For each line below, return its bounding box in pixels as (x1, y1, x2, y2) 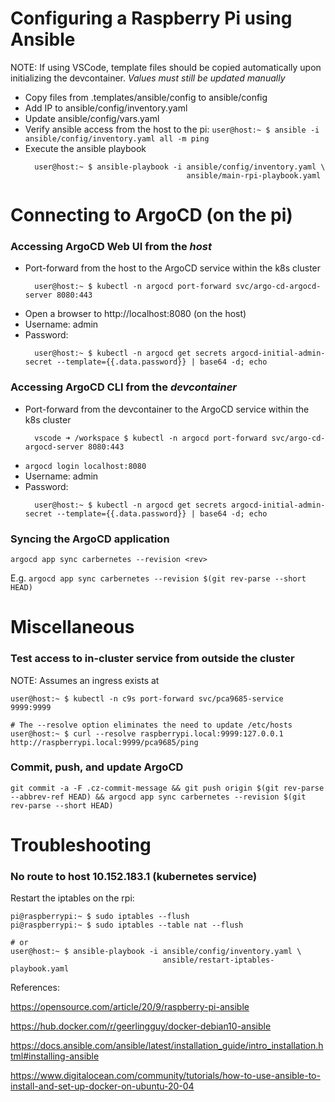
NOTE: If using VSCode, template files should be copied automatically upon (10, 61, 322, 73)
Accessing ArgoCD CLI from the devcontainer (10, 380, 238, 394)
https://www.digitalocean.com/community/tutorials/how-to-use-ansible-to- (10, 1070, 321, 1082)
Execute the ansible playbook (24, 142, 147, 154)
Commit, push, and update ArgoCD (10, 760, 184, 774)
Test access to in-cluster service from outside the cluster (10, 652, 295, 666)
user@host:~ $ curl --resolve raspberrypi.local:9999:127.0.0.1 (10, 728, 284, 739)
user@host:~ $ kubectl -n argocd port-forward (34, 282, 232, 292)
